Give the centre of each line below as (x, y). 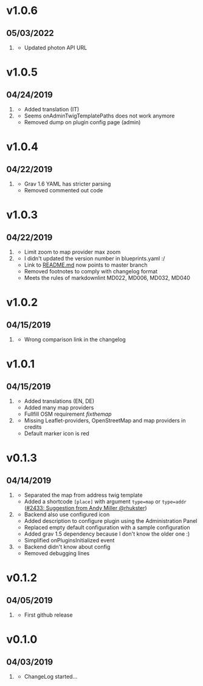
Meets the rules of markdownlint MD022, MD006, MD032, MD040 (107, 278)
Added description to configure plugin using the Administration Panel (111, 521)
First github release (48, 615)
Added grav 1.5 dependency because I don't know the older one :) (107, 534)
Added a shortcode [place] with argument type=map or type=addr (105, 502)
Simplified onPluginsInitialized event (69, 540)
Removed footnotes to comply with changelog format (91, 271)
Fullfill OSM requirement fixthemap (68, 414)
